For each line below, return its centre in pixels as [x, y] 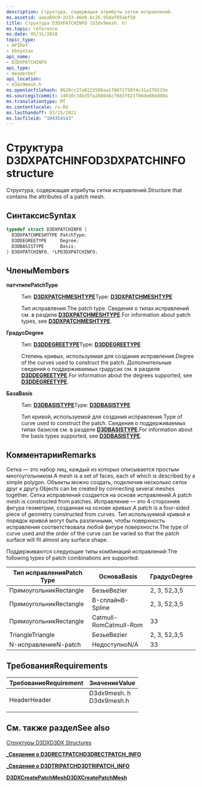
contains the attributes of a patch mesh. [56, 197]
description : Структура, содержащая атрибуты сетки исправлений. [90, 12]
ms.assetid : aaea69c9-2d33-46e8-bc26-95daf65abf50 [71, 17]
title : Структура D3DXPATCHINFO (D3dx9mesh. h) [67, 23]
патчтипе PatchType [32, 285]
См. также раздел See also [58, 728]
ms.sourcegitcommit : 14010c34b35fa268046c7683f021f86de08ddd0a [87, 96]
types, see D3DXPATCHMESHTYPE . [67, 321]
